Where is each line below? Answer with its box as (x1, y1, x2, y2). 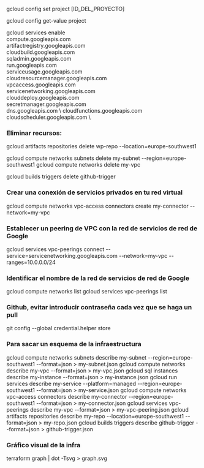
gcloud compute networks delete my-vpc (36, 161, 141, 168)
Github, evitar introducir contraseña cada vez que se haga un (6, 303, 192, 312)
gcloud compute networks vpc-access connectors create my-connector (6, 202, 189, 209)
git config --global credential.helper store (6, 325, 111, 332)
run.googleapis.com (6, 61, 57, 69)
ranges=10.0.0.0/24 (6, 259, 56, 266)
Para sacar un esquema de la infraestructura (6, 340, 142, 349)
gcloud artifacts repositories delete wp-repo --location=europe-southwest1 (6, 143, 197, 150)
